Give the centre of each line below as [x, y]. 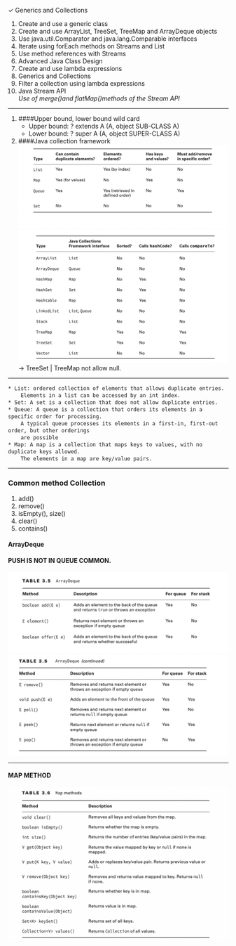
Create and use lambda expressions [70, 69]
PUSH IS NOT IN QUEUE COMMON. [60, 560]
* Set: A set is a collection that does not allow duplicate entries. [113, 403]
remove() [31, 506]
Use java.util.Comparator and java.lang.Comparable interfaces [107, 39]
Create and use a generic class [63, 24]
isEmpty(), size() [42, 513]
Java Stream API [42, 91]
